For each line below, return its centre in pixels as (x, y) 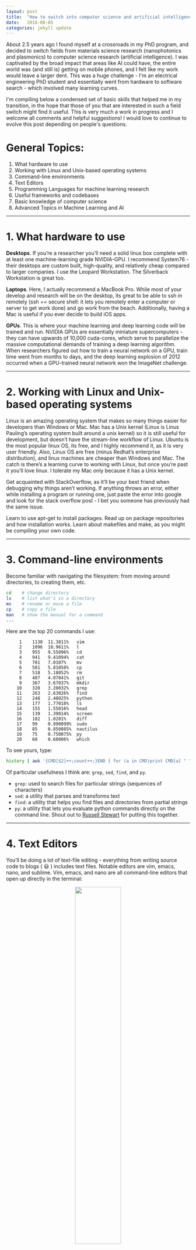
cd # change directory (37, 593)
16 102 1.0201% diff (52, 719)
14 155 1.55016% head (52, 709)
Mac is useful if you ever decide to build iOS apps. (66, 315)
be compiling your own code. (41, 531)
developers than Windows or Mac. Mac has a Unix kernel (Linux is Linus (92, 427)
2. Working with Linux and (71, 392)
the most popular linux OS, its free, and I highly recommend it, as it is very (95, 446)
